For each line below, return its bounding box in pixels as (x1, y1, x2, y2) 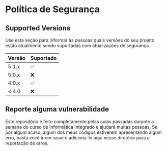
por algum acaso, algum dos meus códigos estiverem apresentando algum (5, 129, 162, 135)
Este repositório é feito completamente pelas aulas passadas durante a (5, 118, 154, 125)
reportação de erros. (5, 140, 49, 146)
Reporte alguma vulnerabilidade (5, 105, 109, 114)
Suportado (30, 55, 57, 61)
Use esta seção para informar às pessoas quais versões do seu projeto (5, 37, 155, 43)
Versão (8, 55, 26, 61)
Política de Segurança (5, 4, 100, 15)
